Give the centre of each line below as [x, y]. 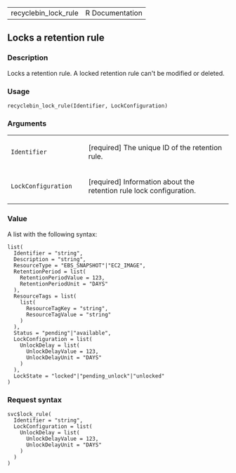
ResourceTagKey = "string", [67, 308]
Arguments [27, 124]
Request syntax [34, 399]
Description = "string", [50, 259]
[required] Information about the [142, 182]
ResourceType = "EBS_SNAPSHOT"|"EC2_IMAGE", [80, 265]
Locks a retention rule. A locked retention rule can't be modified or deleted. [116, 73]
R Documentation [114, 13]
